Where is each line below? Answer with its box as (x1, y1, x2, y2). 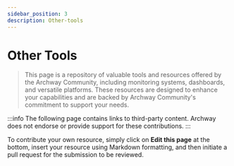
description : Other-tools (7, 17, 83, 24)
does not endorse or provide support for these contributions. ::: (7, 121, 192, 131)
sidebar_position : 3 (7, 10, 68, 18)
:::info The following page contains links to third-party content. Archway (7, 114, 216, 123)
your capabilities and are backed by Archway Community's (24, 93, 196, 102)
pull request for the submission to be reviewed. (7, 150, 144, 159)
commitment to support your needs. (24, 100, 129, 109)
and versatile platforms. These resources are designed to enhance (24, 85, 218, 94)
